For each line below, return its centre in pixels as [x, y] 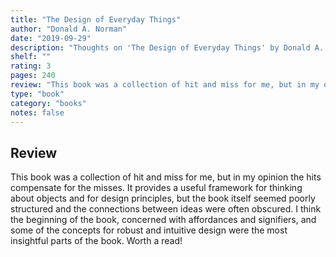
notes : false [37, 112]
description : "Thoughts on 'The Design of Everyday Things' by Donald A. [167, 47]
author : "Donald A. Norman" [69, 29]
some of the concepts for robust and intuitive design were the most [149, 230]
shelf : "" [31, 57]
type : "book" [37, 94]
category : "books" [48, 103]
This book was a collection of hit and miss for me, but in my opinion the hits [166, 177]
